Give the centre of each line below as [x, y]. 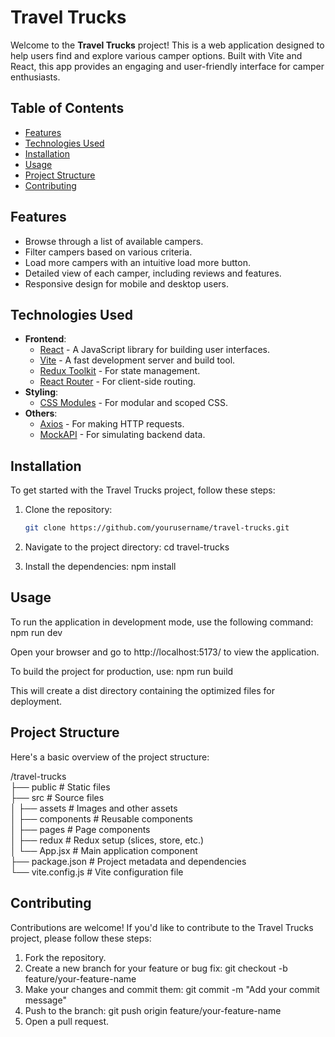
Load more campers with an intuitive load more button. [137, 262]
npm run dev [36, 632]
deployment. [36, 701]
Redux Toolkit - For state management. [120, 371]
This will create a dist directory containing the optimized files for [142, 690]
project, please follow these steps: [81, 938]
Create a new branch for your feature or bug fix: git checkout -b [156, 968]
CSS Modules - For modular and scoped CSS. [134, 403]
